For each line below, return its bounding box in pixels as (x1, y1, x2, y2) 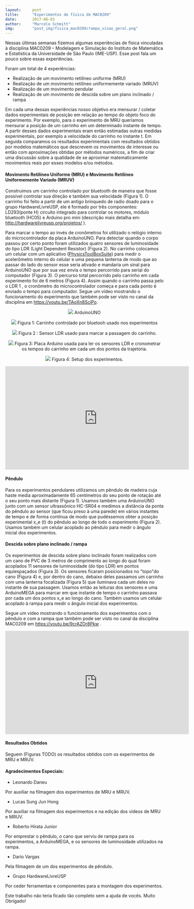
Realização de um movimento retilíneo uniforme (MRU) (12, 75, 126, 81)
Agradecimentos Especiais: (5, 768, 64, 774)
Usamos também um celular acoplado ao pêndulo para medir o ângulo (5, 524, 151, 530)
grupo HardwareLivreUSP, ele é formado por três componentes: (5, 204, 138, 210)
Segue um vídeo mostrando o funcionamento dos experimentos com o (5, 610, 152, 616)
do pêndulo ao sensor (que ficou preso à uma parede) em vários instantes (5, 508, 159, 514)
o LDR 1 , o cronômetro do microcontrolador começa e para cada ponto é (5, 283, 157, 289)
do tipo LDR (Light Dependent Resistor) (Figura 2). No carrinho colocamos (5, 246, 159, 252)
